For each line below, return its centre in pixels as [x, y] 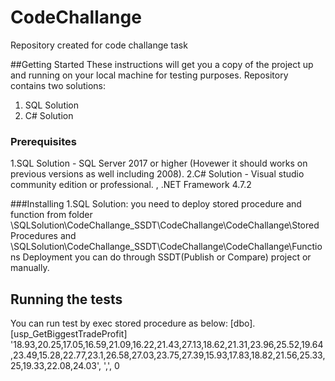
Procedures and [43, 236]
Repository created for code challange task [99, 45]
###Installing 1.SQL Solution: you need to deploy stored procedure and [156, 204]
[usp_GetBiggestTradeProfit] [69, 334]
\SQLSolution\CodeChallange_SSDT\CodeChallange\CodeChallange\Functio [166, 247]
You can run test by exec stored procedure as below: [119, 323]
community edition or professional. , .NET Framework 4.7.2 [131, 185]
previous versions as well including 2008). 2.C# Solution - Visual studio [157, 174]
